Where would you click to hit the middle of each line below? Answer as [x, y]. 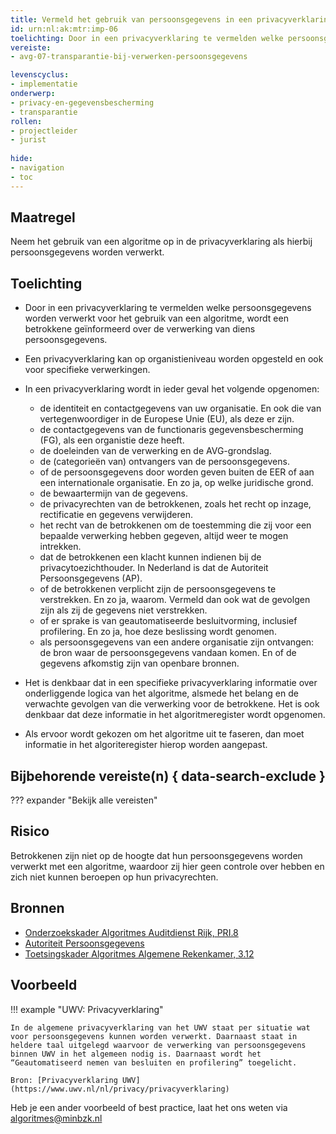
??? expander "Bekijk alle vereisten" [84, 800]
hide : [21, 159]
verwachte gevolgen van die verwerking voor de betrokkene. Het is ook [172, 704]
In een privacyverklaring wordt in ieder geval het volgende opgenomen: [172, 389]
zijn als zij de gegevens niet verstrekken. [123, 610]
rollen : [26, 121]
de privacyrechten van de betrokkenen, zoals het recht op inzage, [175, 504]
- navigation [37, 168]
